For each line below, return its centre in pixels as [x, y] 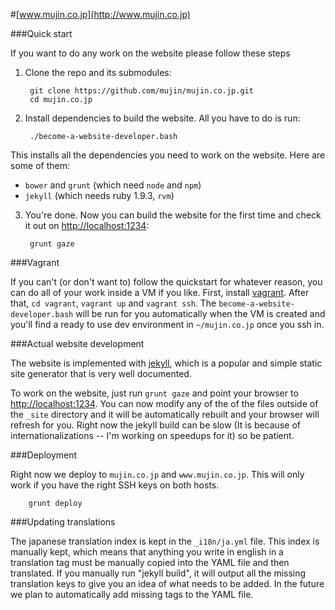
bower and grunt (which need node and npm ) [113, 185]
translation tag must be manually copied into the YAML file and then [150, 562]
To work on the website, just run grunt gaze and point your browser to [154, 393]
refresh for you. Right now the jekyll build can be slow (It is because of [155, 425]
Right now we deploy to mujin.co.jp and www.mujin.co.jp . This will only [157, 474]
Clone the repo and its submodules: [98, 72]
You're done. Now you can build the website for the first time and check [173, 215]
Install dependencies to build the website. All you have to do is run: [162, 118]
